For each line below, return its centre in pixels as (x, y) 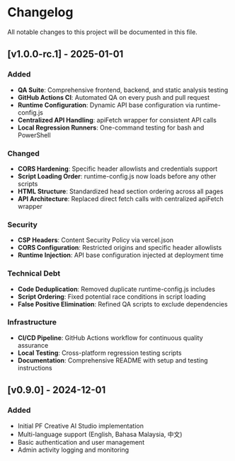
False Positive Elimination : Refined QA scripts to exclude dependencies (122, 304)
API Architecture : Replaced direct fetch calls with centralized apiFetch (121, 198)
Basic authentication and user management (81, 442)
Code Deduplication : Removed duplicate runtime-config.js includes (116, 289)
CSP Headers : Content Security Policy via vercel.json (96, 240)
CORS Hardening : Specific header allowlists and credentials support (117, 169)
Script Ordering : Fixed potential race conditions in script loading (112, 296)
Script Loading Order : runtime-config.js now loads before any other (117, 176)
